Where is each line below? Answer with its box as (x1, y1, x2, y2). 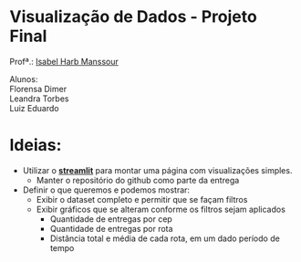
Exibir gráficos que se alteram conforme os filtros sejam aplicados (36, 204, 285, 215)
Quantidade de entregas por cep (49, 213, 173, 225)
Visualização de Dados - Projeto (9, 6, 257, 27)
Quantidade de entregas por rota (49, 223, 173, 234)
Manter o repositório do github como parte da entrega (36, 174, 240, 185)
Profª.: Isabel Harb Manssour (9, 56, 119, 67)
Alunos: (9, 73, 38, 84)
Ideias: (9, 135, 62, 156)
